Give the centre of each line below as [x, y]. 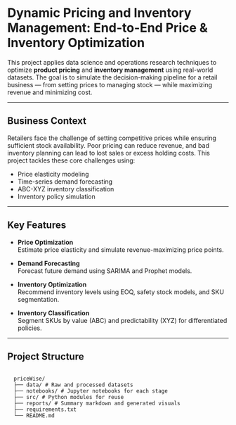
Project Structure [46, 356]
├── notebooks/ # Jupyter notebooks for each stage [91, 391]
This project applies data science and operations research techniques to [112, 62]
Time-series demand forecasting [65, 182]
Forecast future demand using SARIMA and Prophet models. [105, 271]
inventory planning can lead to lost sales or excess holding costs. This [109, 153]
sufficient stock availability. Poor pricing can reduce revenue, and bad [108, 145]
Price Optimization [45, 242]
